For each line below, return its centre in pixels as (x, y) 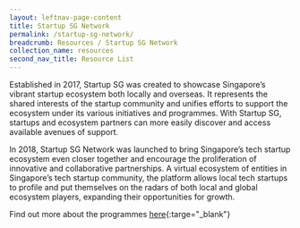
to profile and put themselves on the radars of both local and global (133, 187)
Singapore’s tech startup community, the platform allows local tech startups (149, 178)
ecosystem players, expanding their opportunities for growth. (122, 197)
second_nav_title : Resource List (72, 59)
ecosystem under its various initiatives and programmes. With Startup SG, (146, 113)
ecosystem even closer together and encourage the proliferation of (133, 159)
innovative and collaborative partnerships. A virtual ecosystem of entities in (148, 168)
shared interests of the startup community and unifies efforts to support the (149, 103)
